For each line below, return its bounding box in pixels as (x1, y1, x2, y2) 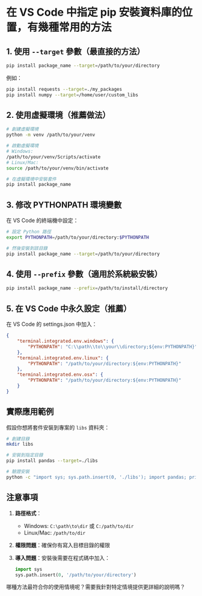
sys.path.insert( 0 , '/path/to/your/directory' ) (14, 572, 136, 578)
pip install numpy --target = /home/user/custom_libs (6, 91, 138, 98)
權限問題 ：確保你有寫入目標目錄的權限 (14, 541, 110, 548)
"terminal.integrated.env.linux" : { (17, 355, 109, 361)
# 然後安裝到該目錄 (6, 245, 48, 251)
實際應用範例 (6, 407, 54, 417)
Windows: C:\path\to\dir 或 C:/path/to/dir (23, 522, 134, 529)
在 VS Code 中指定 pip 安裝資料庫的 (6, 5, 182, 19)
